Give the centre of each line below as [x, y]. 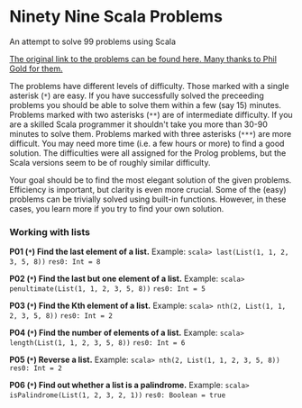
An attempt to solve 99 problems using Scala [93, 41]
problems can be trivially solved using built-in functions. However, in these [148, 199]
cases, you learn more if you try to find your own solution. [117, 208]
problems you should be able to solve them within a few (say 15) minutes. [146, 104]
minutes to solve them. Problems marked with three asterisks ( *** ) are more [151, 133]
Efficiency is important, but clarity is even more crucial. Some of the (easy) [148, 189]
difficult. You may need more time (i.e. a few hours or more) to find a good [147, 143]
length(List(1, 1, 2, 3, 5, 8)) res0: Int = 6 [97, 343]
